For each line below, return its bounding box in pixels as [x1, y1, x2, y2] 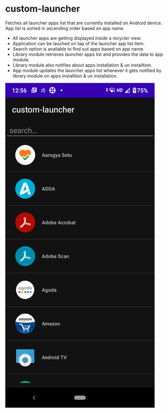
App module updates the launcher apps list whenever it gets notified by [12, 67, 162, 74]
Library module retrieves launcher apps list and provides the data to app [12, 51, 163, 57]
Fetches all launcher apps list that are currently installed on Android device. [5, 20, 162, 26]
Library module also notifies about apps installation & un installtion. [12, 62, 153, 68]
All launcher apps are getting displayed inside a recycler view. [12, 35, 142, 41]
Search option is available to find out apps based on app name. [12, 46, 144, 52]
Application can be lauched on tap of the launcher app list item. [12, 40, 145, 46]
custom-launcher [5, 3, 80, 15]
